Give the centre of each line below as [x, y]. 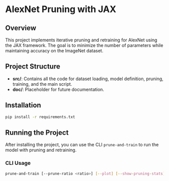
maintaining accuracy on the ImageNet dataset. [54, 51]
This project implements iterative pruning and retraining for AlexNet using [81, 40]
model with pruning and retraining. [41, 150]
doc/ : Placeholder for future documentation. [58, 89]
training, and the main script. [42, 84]
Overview [21, 28]
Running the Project [37, 132]
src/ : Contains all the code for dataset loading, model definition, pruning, [88, 79]
